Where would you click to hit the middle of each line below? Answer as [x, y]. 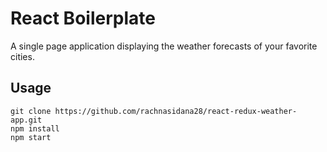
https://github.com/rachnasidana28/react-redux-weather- [176, 111]
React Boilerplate [83, 18]
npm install [35, 128]
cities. [22, 56]
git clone [31, 111]
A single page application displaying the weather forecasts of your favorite [164, 46]
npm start [31, 137]
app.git [26, 120]
